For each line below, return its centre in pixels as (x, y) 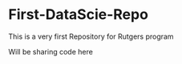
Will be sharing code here (51, 51)
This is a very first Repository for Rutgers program (91, 36)
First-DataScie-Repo (78, 15)
